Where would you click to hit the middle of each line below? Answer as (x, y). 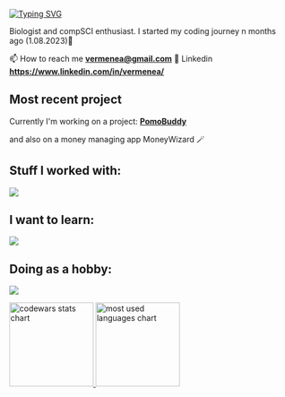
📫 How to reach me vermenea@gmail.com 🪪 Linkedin (111, 59)
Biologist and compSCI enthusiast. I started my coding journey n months (142, 31)
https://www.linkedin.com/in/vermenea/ (86, 71)
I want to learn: (52, 220)
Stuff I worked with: (65, 171)
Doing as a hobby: (60, 269)
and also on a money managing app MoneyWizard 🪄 (107, 139)
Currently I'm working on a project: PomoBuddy (98, 121)
